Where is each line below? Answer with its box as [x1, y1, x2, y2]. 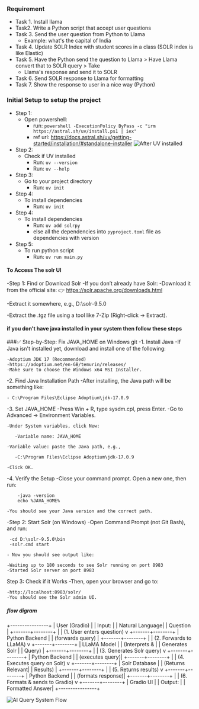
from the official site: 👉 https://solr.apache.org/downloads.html [7, 286, 163, 293]
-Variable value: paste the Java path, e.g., [7, 444, 121, 450]
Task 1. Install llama [15, 18, 63, 25]
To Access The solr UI [7, 267, 62, 274]
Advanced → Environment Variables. [7, 412, 96, 419]
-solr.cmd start [9, 541, 50, 547]
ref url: [33, 133, 50, 140]
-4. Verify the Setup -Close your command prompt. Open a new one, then [7, 475, 187, 482]
